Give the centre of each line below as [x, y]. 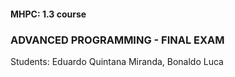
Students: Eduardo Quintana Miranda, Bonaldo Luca [117, 61]
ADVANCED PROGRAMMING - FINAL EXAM [117, 40]
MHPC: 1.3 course [48, 14]
